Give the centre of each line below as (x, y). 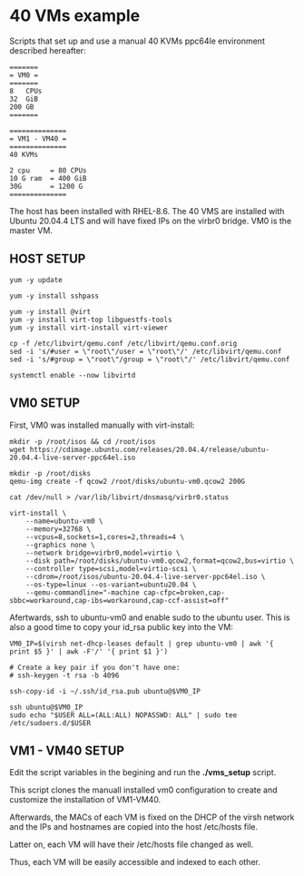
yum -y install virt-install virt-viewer (89, 328)
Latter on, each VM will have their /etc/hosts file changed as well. (132, 844)
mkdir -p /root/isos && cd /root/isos (83, 441)
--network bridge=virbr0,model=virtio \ (103, 553)
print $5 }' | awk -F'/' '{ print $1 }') (89, 651)
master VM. (31, 230)
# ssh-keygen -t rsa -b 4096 (64, 675)
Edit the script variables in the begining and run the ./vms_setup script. (143, 773)
